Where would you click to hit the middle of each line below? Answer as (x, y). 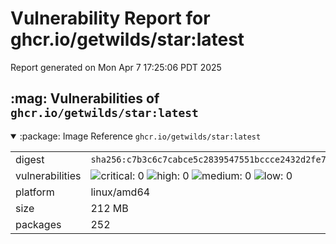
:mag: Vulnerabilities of (85, 98)
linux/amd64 (120, 192)
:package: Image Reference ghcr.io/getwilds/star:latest (140, 136)
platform (35, 192)
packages (38, 224)
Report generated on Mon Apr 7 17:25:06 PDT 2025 (116, 67)
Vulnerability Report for (110, 18)
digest (30, 159)
